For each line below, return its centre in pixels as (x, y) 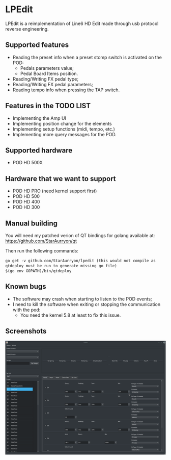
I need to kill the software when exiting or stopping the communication (87, 304)
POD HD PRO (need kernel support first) (55, 191)
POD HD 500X (27, 163)
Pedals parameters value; (47, 68)
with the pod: (26, 310)
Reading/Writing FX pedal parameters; (53, 84)
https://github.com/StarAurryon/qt (41, 241)
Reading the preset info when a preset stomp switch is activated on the (87, 57)
